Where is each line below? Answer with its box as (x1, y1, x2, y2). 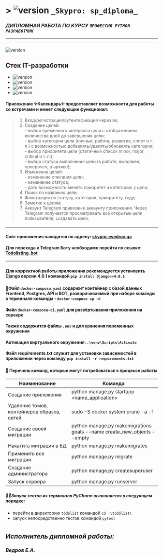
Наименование (19, 380, 56, 386)
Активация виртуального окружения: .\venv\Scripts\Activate (5, 339, 137, 345)
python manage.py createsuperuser (71, 467, 153, 474)
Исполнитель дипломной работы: (5, 532, 115, 541)
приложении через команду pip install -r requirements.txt (5, 355, 134, 362)
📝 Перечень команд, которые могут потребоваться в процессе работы (5, 367, 158, 374)
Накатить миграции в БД (8, 442, 67, 449)
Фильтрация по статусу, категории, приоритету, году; (24, 194, 136, 200)
